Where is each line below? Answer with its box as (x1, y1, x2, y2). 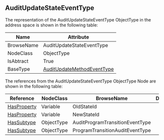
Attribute (67, 34, 89, 40)
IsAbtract (7, 58, 29, 64)
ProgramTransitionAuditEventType (72, 127, 151, 134)
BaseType (7, 65, 30, 72)
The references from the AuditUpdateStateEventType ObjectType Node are (5, 78, 156, 84)
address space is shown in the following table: (5, 22, 99, 28)
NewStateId (72, 111, 100, 118)
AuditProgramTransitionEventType (72, 119, 151, 126)
